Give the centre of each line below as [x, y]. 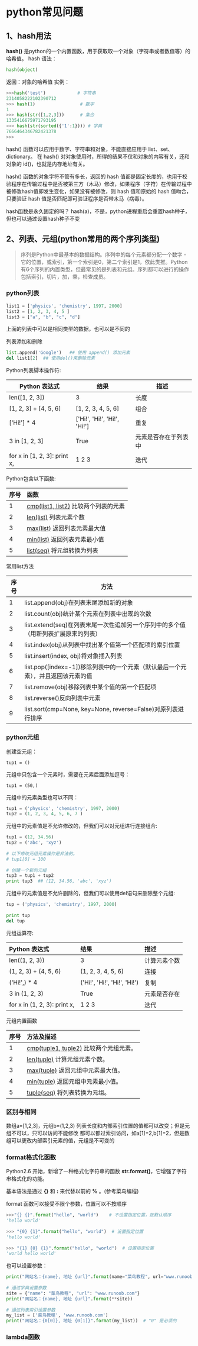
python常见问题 [45, 12]
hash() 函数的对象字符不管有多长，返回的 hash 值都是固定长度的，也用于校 [97, 176]
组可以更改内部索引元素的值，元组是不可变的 [60, 1140]
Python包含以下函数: [31, 479]
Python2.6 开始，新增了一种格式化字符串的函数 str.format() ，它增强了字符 [97, 1171]
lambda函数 [23, 1337]
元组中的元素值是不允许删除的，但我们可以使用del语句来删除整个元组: [91, 893]
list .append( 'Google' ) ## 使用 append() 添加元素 [68, 353]
